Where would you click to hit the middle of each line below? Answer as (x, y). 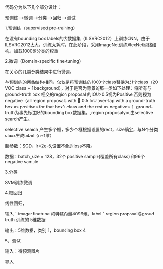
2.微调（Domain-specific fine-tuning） (44, 61)
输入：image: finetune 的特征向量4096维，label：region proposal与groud (80, 214)
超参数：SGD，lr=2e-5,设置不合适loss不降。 (50, 146)
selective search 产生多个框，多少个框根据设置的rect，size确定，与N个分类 (82, 129)
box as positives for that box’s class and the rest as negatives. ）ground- (79, 107)
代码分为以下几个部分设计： (33, 7)
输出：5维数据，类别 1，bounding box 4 (46, 230)
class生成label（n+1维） (30, 135)
